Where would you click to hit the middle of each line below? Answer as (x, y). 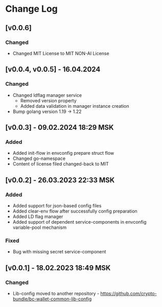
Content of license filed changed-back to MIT (61, 164)
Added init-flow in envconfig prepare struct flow (63, 153)
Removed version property (48, 101)
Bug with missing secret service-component (59, 252)
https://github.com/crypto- (129, 293)
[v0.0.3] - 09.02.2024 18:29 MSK (60, 127)
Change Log (31, 9)
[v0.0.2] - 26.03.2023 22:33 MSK (60, 180)
